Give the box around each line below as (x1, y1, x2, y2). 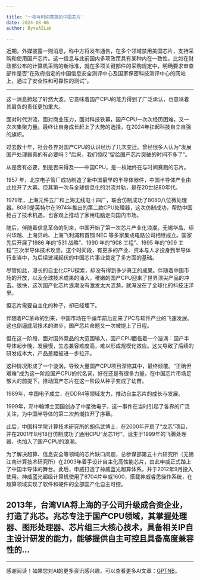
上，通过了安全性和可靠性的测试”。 (6, 77, 92, 84)
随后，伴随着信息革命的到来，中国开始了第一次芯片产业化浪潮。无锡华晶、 (6, 224, 189, 231)
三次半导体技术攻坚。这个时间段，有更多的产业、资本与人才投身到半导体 (14, 246, 192, 254)
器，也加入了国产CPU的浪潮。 (6, 438, 80, 445)
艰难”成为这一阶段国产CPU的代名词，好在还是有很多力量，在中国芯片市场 (6, 370, 186, 377)
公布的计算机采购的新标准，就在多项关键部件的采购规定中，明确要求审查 (16, 62, 194, 69)
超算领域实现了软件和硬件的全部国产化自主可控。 (6, 481, 126, 488)
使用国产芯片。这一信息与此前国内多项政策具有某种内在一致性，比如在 (16, 55, 189, 62)
